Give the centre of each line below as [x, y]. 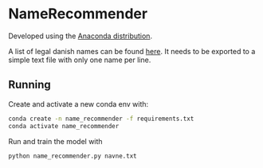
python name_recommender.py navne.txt [73, 156]
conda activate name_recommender [64, 126]
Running [30, 85]
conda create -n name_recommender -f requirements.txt [101, 119]
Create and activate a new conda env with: [79, 104]
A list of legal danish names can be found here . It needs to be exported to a [132, 51]
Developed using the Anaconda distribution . [80, 36]
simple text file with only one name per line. [80, 60]
